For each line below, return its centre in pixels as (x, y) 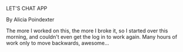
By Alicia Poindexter (30, 19)
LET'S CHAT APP (27, 8)
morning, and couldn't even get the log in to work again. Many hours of (91, 37)
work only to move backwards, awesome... (58, 43)
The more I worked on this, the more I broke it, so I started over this (87, 31)
